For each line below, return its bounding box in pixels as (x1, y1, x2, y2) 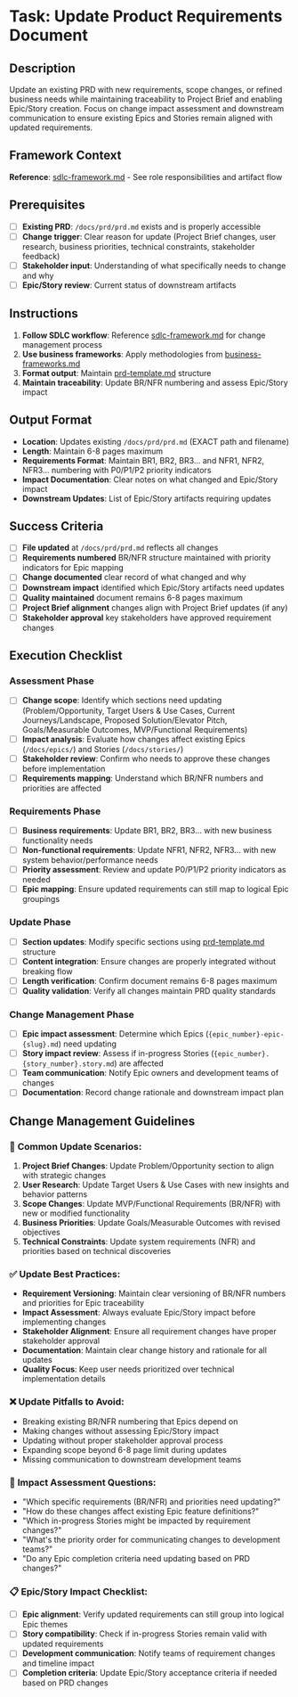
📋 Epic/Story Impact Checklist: (9, 1585, 149, 1597)
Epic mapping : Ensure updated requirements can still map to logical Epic (21, 884, 289, 895)
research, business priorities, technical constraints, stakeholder (21, 241, 255, 251)
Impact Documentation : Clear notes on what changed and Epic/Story (21, 474, 278, 485)
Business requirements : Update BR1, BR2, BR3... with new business (21, 824, 272, 835)
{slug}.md (21, 1040, 60, 1049)
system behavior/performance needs (21, 855, 158, 865)
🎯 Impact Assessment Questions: (9, 1476, 157, 1488)
